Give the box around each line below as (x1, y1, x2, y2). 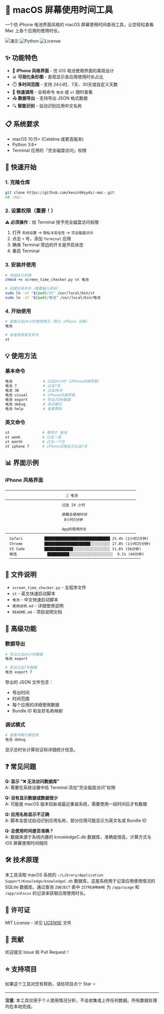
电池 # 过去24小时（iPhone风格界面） (5, 379, 102, 384)
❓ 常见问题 (5, 762, 37, 771)
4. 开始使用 (5, 307, 31, 314)
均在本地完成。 (5, 1004, 35, 1010)
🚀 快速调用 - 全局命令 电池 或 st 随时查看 (12, 89, 93, 95)
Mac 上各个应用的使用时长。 (5, 27, 62, 33)
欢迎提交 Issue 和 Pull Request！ (5, 949, 70, 955)
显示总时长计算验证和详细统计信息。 (5, 747, 78, 753)
